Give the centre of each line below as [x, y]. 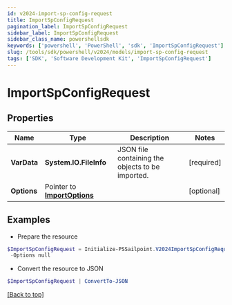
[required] [205, 162]
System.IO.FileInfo [76, 162]
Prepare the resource [47, 237]
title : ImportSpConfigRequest [51, 20]
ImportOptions [69, 195]
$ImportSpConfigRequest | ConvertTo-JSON [68, 281]
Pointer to [60, 186]
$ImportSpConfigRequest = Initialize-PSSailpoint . [81, 249]
